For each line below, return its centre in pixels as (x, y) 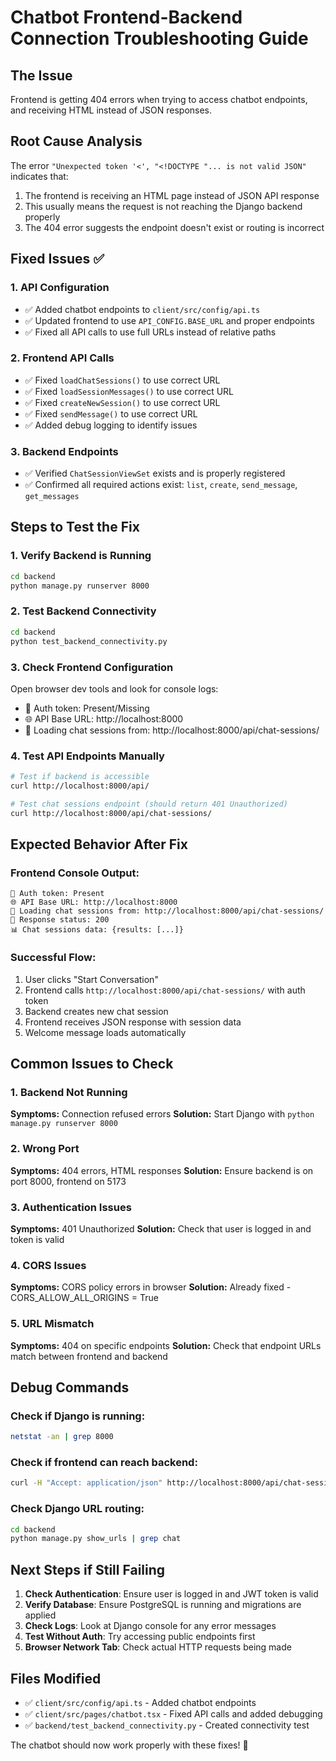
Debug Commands (70, 1387)
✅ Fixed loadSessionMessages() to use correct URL (129, 391)
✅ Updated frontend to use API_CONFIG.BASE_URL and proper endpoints (169, 320)
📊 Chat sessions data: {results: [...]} (97, 930)
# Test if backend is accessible (80, 777)
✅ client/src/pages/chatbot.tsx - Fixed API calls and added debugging (173, 1713)
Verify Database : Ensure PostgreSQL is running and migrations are (163, 1605)
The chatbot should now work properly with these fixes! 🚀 (129, 1745)
